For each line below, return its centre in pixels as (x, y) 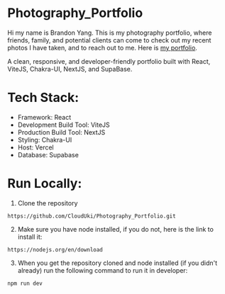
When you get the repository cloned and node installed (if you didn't (117, 263)
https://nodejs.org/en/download (55, 249)
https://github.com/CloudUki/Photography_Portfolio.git (92, 216)
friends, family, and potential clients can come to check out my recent (109, 40)
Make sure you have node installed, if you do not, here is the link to (116, 229)
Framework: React (44, 117)
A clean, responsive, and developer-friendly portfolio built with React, (109, 61)
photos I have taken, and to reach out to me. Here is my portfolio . (102, 47)
